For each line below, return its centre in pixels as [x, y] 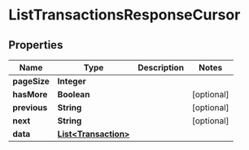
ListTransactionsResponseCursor [124, 15]
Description [161, 68]
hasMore [30, 94]
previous [30, 107]
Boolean [74, 94]
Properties [36, 45]
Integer [72, 81]
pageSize [31, 81]
